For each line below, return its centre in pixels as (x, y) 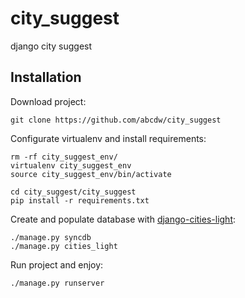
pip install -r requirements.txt (80, 200)
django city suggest (51, 46)
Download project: (48, 101)
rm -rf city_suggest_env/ (64, 157)
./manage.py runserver (57, 283)
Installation (46, 77)
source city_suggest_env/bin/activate (91, 174)
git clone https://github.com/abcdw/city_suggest (116, 120)
